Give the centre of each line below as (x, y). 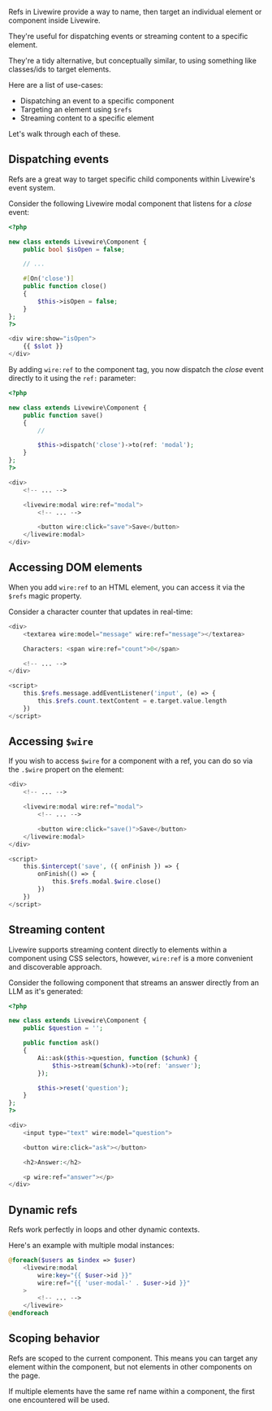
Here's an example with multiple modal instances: (91, 1246)
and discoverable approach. (55, 966)
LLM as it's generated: (46, 991)
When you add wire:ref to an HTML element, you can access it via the (127, 587)
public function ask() (61, 1043)
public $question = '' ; (63, 1028)
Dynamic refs (43, 1209)
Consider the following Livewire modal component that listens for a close (130, 204)
